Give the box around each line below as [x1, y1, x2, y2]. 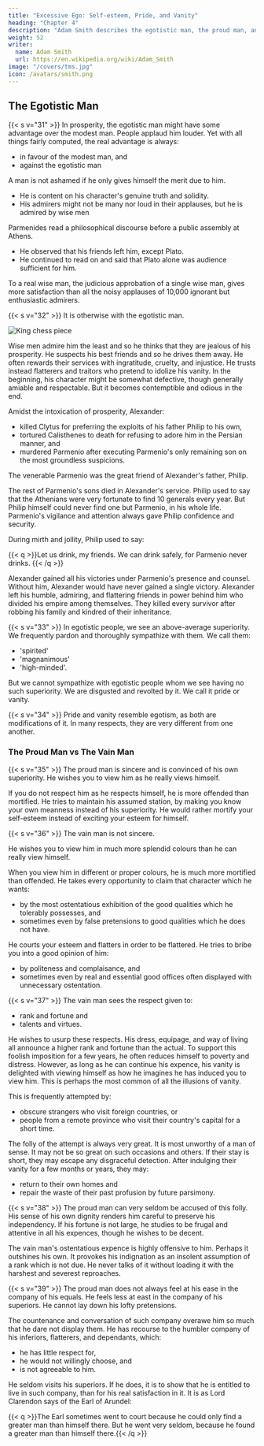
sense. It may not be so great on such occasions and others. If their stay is [8, 1147, 250, 1157]
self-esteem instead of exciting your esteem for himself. [8, 813, 189, 823]
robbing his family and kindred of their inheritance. [8, 608, 172, 617]
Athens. [8, 232, 34, 241]
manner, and [19, 439, 60, 448]
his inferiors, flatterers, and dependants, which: [8, 1333, 162, 1342]
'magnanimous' [19, 655, 71, 664]
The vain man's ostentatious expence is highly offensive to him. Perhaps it [8, 1243, 249, 1253]
